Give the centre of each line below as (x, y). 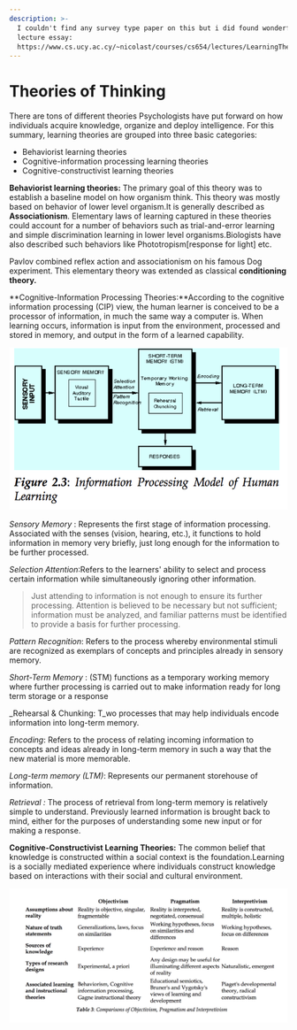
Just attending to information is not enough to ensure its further (147, 596)
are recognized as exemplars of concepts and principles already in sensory (146, 650)
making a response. (45, 830)
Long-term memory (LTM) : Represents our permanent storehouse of (133, 775)
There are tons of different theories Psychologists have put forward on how (146, 116)
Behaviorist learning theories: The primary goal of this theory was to (136, 188)
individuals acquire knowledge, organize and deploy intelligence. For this (141, 126)
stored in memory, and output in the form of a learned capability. (127, 335)
